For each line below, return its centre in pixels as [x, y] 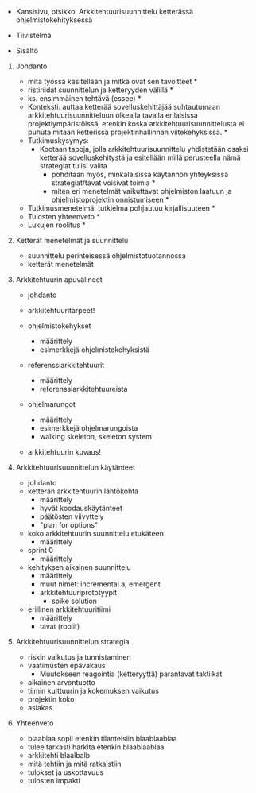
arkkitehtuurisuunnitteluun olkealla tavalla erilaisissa [113, 115]
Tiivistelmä [33, 35]
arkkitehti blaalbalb [59, 755]
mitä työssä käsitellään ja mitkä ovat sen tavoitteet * [112, 81]
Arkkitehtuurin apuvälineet [59, 280]
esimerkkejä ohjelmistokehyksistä [95, 350]
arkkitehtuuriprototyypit [78, 592]
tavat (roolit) [60, 626]
